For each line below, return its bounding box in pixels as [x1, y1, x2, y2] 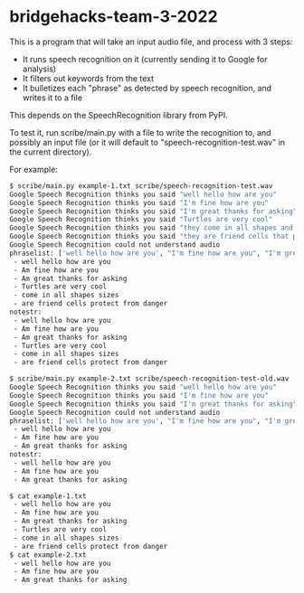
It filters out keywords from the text [22, 72, 155, 83]
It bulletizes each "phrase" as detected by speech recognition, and [22, 82, 272, 93]
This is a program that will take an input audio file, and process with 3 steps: [9, 36, 293, 47]
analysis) [22, 63, 57, 74]
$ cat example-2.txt [9, 550, 88, 560]
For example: [9, 164, 59, 174]
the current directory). [9, 146, 92, 157]
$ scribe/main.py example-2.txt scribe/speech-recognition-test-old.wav [9, 374, 290, 383]
